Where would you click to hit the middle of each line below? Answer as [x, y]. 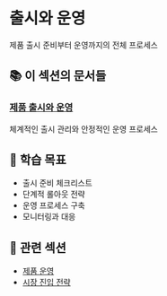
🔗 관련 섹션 [38, 248]
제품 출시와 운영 [41, 108]
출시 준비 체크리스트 [57, 183]
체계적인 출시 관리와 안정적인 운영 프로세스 [84, 129]
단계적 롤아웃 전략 [53, 195]
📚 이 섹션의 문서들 [58, 76]
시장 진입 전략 [46, 283]
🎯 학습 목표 [38, 160]
